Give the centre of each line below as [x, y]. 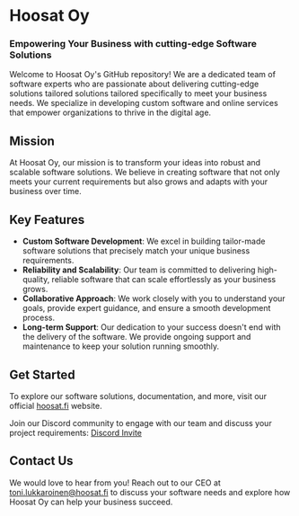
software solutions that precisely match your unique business [136, 251]
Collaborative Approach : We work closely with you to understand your [154, 298]
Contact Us [41, 461]
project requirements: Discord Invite [75, 432]
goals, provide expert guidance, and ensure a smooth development [146, 308]
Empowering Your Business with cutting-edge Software [133, 44]
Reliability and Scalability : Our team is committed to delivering [139, 270]
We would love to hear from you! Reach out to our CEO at [115, 483]
